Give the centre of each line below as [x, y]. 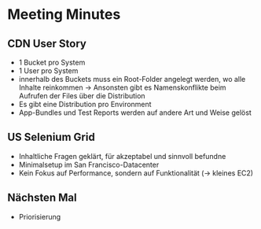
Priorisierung [40, 216]
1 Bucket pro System [52, 62]
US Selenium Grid [51, 137]
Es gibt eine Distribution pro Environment [85, 104]
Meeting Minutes [64, 15]
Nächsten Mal [42, 198]
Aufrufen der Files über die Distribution [82, 96]
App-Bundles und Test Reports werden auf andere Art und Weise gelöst [135, 113]
